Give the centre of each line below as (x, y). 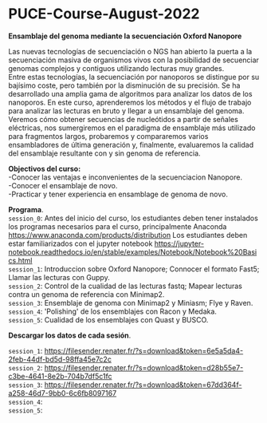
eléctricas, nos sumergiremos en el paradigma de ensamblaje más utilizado (132, 128)
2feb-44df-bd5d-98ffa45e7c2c (60, 359)
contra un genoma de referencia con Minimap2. (86, 294)
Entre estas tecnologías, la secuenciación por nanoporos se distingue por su (134, 77)
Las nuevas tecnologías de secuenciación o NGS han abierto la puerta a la (130, 51)
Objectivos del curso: (45, 168)
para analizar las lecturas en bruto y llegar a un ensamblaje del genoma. (126, 111)
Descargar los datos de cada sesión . (70, 335)
